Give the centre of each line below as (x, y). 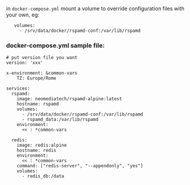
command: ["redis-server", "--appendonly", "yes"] (80, 166)
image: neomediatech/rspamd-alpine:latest (69, 99)
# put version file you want (42, 58)
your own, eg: (23, 15)
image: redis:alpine (42, 146)
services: (18, 89)
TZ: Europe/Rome (37, 78)
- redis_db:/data (43, 176)
